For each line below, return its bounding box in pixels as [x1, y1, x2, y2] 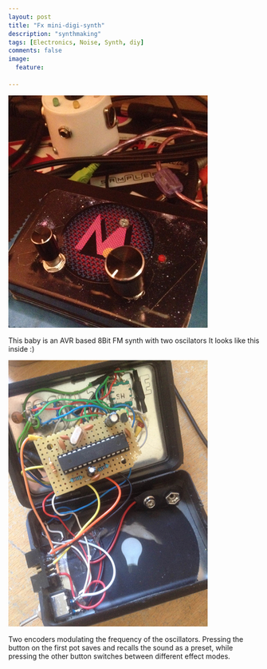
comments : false [8, 46, 62, 55]
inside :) [8, 344, 35, 353]
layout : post [8, 13, 52, 21]
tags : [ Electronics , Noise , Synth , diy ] [8, 38, 145, 46]
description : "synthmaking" [8, 30, 102, 38]
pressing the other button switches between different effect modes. [8, 651, 231, 661]
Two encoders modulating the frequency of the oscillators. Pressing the [8, 634, 244, 643]
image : [8, 55, 30, 63]
